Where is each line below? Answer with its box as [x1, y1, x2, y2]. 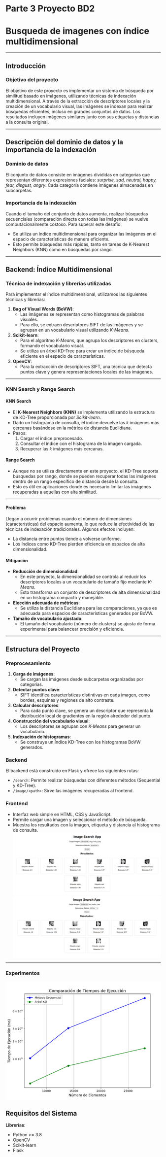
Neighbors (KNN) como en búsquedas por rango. [12, 246, 113, 252]
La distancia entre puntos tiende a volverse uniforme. [12, 536, 121, 542]
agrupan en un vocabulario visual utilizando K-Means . [20, 327, 130, 333]
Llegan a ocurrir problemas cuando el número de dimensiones [5, 516, 132, 522]
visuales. [20, 316, 38, 323]
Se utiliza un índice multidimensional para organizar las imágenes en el [12, 231, 157, 237]
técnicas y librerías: [5, 297, 46, 303]
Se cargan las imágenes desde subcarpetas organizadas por [20, 676, 144, 682]
